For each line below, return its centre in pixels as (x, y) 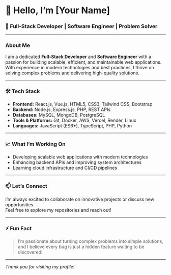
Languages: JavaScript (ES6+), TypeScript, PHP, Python (72, 126)
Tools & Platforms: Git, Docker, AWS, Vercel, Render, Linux (74, 120)
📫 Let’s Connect (26, 186)
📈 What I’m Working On (36, 144)
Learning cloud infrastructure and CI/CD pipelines (65, 168)
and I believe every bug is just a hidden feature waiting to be (81, 246)
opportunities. (20, 204)
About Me (18, 45)
